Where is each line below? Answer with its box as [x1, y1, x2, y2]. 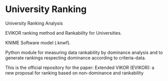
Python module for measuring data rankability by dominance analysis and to [5, 49, 163, 55]
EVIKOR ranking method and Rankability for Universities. [5, 30, 122, 36]
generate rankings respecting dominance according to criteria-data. [5, 54, 146, 61]
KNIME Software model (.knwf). [5, 39, 71, 46]
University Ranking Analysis [5, 20, 63, 26]
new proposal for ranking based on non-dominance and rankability [5, 69, 144, 76]
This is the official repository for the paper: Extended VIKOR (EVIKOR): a [5, 64, 154, 70]
